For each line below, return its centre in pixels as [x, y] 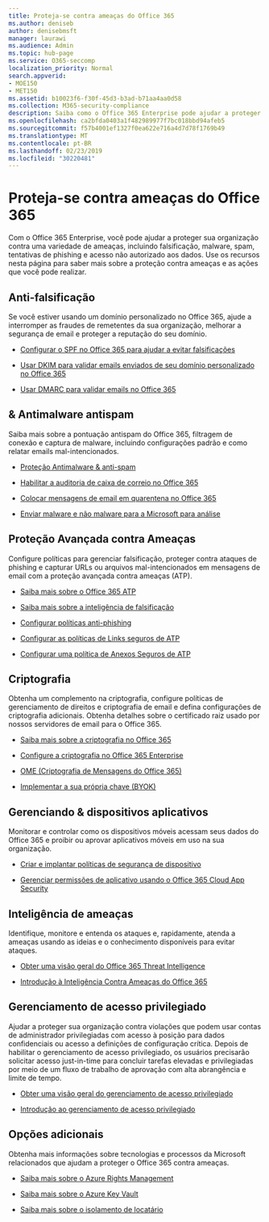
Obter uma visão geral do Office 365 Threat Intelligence [112, 966]
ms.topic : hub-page [41, 53]
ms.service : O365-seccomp [52, 61]
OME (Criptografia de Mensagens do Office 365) [101, 771]
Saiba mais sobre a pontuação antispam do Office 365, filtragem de [121, 434]
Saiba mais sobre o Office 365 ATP [78, 591]
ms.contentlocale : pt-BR [50, 143]
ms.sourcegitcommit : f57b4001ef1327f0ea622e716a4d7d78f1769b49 [117, 128]
